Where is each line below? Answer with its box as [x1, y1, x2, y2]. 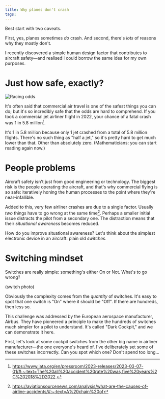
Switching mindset [5, 253, 83, 264]
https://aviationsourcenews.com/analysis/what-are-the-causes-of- [12, 383, 148, 389]
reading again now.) [5, 145, 45, 151]
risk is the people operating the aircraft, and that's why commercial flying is [5, 184, 158, 190]
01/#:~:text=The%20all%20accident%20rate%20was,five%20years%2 [12, 368, 158, 374]
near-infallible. [5, 194, 34, 200]
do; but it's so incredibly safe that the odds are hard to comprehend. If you [5, 109, 156, 114]
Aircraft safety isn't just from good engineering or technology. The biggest [5, 179, 156, 185]
